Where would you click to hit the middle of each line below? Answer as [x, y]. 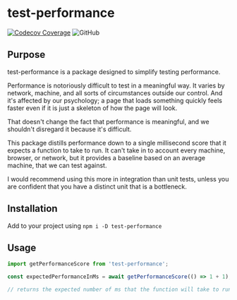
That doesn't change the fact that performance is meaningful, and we [108, 121]
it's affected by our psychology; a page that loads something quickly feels [115, 100]
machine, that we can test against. [57, 165]
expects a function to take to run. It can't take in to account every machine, [116, 150]
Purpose [26, 55]
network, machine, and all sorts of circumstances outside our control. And [115, 92]
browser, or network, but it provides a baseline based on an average [107, 157]
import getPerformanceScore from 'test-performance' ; [88, 264]
